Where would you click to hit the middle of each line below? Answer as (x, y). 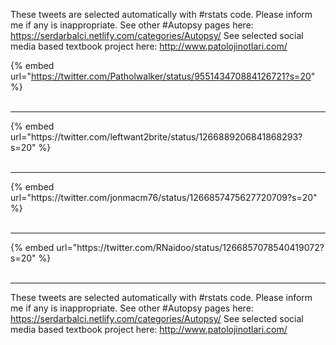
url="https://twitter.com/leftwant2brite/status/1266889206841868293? (156, 137)
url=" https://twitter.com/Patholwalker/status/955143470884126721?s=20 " (163, 76)
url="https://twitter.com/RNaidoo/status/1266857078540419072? (190, 247)
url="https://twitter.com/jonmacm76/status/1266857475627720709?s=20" (164, 197)
